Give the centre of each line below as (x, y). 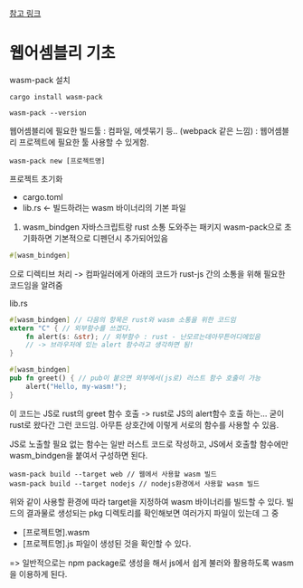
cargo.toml (43, 196)
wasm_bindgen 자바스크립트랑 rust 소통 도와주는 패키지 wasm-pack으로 (152, 227)
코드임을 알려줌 (36, 285)
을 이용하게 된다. (38, 574)
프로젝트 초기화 (36, 178)
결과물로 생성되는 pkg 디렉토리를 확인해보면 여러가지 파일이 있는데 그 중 (152, 513)
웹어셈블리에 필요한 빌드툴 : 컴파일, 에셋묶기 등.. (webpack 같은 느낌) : (134, 130)
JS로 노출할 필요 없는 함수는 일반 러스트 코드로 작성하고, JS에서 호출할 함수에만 (149, 444)
